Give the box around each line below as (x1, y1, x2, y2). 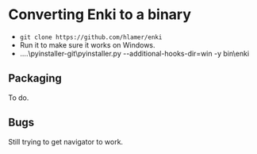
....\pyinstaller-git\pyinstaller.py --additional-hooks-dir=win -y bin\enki (19, 48, 250, 58)
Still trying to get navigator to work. (8, 137, 124, 146)
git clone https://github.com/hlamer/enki (19, 33, 163, 41)
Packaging (8, 71, 62, 85)
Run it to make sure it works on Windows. (19, 40, 156, 49)
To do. (8, 93, 29, 102)
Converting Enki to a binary (8, 6, 192, 24)
